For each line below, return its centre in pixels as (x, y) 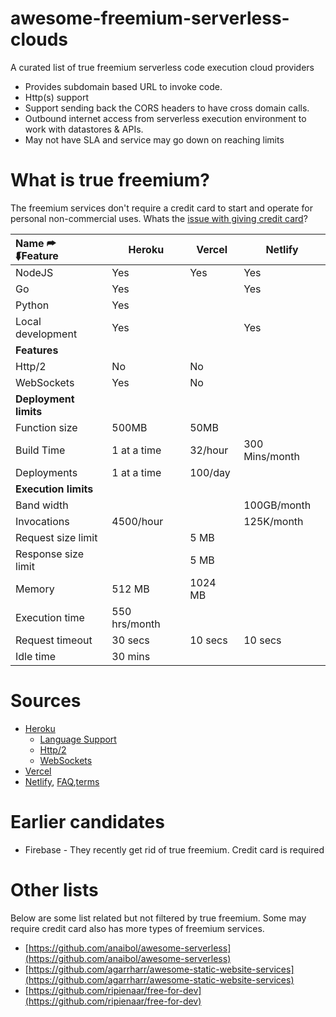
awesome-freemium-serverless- (150, 18)
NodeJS (34, 272)
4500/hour (137, 521)
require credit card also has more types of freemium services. (137, 928)
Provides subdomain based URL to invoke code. (123, 86)
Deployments (46, 472)
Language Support (78, 739)
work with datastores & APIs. (84, 129)
